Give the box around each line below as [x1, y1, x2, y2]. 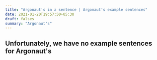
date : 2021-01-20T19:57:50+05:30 [5, 12, 75, 17]
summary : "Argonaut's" [5, 21, 52, 26]
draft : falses [5, 16, 35, 21]
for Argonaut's [5, 47, 52, 55]
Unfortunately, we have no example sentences [5, 39, 153, 47]
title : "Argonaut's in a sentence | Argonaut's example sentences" [5, 7, 148, 12]
